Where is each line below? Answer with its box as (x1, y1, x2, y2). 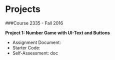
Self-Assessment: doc (12, 50, 58, 56)
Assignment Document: (12, 39, 61, 45)
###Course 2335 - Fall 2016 (5, 20, 63, 26)
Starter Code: (12, 44, 40, 50)
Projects (5, 3, 41, 15)
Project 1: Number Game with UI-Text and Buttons (5, 29, 110, 35)
